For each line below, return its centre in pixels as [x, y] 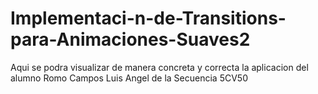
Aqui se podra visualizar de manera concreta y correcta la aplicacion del [159, 67]
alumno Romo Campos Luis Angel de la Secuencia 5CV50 [129, 78]
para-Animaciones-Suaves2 [130, 39]
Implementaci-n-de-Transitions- [148, 18]
